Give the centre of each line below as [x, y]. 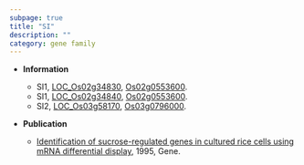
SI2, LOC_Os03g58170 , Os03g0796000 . [111, 107]
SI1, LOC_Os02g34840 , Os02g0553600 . [112, 97]
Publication [45, 124]
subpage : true [37, 18]
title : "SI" [32, 26]
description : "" [40, 35]
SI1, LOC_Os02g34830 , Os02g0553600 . [112, 87]
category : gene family [52, 43]
